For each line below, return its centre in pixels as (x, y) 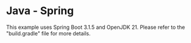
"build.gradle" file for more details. (48, 33)
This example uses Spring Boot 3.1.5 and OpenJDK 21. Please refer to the (96, 27)
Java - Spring (40, 11)
